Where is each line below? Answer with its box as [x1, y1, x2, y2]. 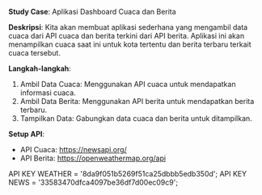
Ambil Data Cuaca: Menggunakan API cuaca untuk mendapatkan [19, 80, 236, 89]
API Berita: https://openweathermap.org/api [19, 153, 167, 163]
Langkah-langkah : [8, 64, 71, 73]
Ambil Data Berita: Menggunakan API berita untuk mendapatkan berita [19, 97, 255, 106]
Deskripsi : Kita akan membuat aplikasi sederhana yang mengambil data [8, 23, 248, 31]
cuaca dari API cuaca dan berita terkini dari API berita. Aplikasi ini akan [8, 31, 245, 40]
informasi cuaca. [19, 88, 77, 97]
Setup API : [8, 129, 44, 139]
